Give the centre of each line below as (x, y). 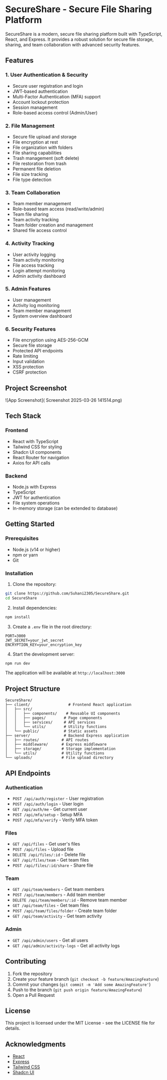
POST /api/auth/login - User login (48, 804)
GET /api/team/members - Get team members (58, 889)
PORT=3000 (16, 636)
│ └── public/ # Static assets (52, 731)
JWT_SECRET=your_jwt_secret (35, 640)
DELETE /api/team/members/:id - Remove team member (70, 900)
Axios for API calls (31, 463)
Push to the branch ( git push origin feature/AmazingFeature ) (77, 990)
